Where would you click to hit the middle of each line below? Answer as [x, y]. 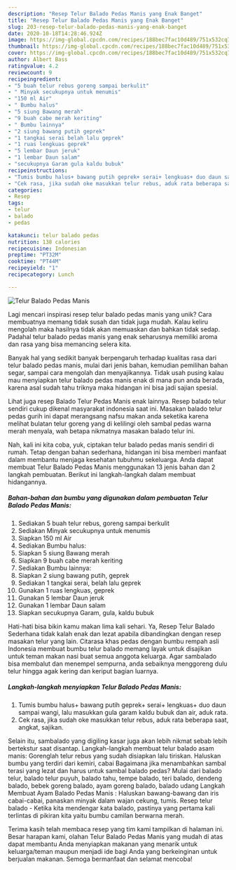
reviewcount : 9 [30, 72]
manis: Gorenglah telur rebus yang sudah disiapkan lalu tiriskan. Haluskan [114, 756]
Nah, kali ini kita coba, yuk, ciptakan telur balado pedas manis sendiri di [111, 444]
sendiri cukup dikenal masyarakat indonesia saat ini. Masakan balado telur [115, 409]
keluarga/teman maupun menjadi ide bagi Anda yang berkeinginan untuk [113, 851]
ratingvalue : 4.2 [33, 66]
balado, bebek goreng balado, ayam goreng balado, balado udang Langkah [117, 785]
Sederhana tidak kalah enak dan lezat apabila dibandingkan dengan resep [114, 633]
